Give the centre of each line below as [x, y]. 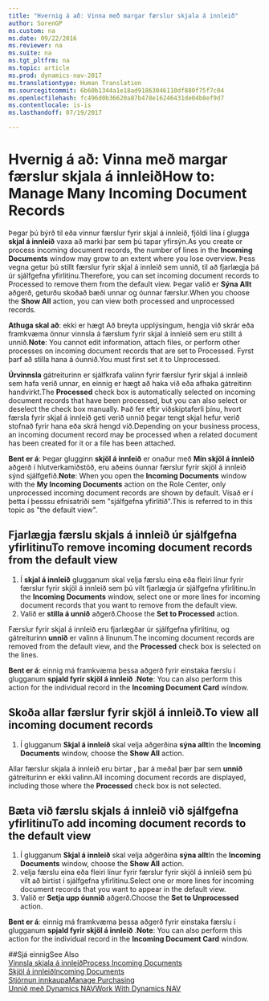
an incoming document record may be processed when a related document [133, 434]
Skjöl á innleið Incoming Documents [66, 971]
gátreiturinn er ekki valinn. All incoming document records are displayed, [127, 777]
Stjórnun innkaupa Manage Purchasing [71, 980]
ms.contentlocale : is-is [50, 105]
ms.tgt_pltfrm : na [39, 61]
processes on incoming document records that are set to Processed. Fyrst [131, 351]
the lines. [23, 654]
